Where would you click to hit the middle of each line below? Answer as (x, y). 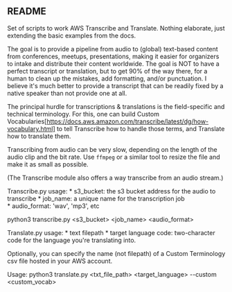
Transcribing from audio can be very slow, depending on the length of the (112, 149)
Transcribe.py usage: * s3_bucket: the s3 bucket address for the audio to (111, 191)
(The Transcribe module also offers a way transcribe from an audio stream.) (115, 178)
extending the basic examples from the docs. (72, 35)
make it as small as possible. (48, 164)
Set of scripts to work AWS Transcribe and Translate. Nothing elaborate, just (116, 28)
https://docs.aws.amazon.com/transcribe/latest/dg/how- (127, 121)
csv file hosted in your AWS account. (60, 261)
